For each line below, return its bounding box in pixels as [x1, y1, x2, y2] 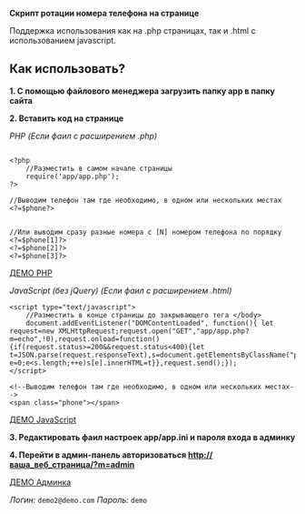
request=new [9, 327, 54, 336]
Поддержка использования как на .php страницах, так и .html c [9, 25, 256, 35]
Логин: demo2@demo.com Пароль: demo [9, 494, 148, 505]
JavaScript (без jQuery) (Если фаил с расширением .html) [9, 285, 232, 296]
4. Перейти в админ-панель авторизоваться [9, 449, 187, 460]
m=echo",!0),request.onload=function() [9, 334, 161, 344]
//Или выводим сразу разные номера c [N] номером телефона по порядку [9, 227, 282, 237]
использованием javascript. [9, 35, 116, 45]
